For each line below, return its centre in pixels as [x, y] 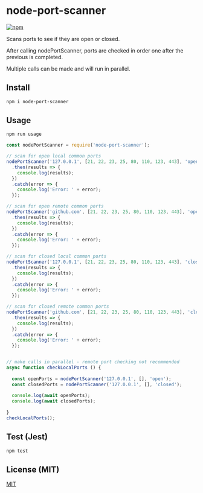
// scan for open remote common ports [55, 206]
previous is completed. [35, 57]
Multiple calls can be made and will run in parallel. [68, 68]
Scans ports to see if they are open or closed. [63, 39]
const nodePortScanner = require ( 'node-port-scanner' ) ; [78, 145]
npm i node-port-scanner [37, 101]
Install [18, 88]
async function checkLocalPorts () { [54, 368]
